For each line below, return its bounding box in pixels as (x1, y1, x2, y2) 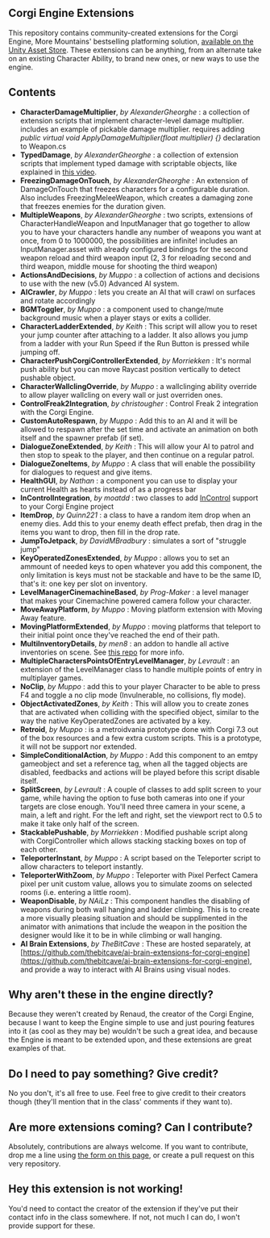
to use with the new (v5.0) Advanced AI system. (19, 278, 180, 288)
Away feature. (19, 613, 67, 622)
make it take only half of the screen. (19, 818, 139, 828)
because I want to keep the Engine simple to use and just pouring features (8, 1018, 255, 1027)
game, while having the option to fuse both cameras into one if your (19, 793, 246, 802)
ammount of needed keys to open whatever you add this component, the (19, 561, 263, 571)
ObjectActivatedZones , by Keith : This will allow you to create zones (19, 698, 249, 709)
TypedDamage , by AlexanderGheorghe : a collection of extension (19, 149, 239, 160)
